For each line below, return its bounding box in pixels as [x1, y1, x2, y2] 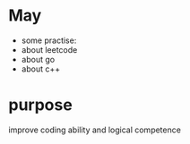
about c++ [21, 64, 60, 74]
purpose [8, 95, 73, 115]
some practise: [21, 35, 77, 46]
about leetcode [21, 44, 78, 55]
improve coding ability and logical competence [8, 124, 181, 135]
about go [21, 54, 56, 64]
